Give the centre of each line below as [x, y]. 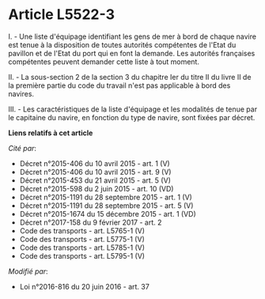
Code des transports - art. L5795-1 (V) [82, 255]
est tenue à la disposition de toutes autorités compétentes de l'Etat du [122, 44]
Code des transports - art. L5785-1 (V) [82, 248]
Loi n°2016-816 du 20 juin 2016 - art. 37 [85, 286]
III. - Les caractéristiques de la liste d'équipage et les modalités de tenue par [133, 109]
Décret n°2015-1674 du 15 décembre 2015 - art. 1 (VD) [108, 214]
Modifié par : [28, 271]
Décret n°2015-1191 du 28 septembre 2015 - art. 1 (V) [106, 197]
